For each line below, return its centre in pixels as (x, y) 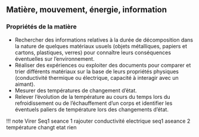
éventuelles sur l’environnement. (55, 58)
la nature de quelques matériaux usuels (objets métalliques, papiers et (101, 46)
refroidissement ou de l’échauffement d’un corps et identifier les (94, 103)
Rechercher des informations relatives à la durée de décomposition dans (104, 40)
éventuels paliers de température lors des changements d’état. (91, 109)
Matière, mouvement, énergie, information (87, 10)
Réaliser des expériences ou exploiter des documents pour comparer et (103, 65)
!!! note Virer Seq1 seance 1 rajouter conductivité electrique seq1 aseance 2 (98, 121)
